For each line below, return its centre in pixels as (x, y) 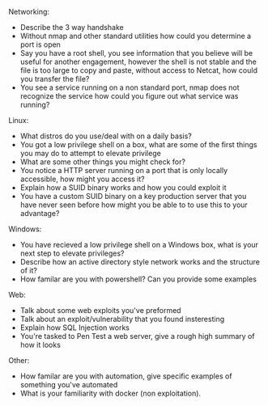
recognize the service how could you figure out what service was (129, 96)
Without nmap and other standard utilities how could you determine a (136, 36)
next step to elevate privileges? (72, 253)
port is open (40, 44)
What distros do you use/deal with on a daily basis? (106, 136)
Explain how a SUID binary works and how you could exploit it (123, 188)
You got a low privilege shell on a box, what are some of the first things (138, 144)
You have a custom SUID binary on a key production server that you (133, 196)
